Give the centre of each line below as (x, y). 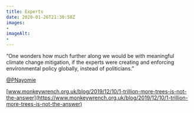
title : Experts (25, 12)
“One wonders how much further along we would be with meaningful (90, 56)
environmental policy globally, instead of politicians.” (70, 68)
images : (16, 22)
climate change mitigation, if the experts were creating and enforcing (90, 62)
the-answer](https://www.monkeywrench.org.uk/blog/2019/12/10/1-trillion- (97, 98)
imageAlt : (18, 34)
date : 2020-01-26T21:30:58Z (41, 17)
